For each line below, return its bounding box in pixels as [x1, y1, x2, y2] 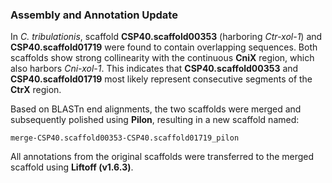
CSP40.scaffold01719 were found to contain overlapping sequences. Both [10, 41, 318, 53]
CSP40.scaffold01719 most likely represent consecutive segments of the [10, 73, 313, 85]
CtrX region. [10, 84, 62, 96]
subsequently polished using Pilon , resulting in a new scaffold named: [10, 114, 300, 126]
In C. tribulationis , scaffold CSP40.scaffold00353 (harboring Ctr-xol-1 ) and [10, 31, 323, 43]
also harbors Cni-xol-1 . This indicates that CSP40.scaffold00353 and [10, 63, 299, 75]
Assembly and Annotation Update [10, 8, 178, 22]
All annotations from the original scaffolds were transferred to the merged [10, 151, 315, 163]
